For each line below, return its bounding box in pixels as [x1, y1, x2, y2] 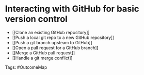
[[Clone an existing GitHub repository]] [12, 29, 90, 35]
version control [5, 13, 68, 25]
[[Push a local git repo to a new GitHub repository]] [12, 35, 114, 40]
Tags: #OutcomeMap [5, 64, 48, 70]
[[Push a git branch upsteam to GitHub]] [12, 39, 92, 45]
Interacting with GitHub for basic [5, 3, 140, 14]
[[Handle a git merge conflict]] [12, 55, 73, 61]
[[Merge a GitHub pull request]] [12, 50, 75, 56]
